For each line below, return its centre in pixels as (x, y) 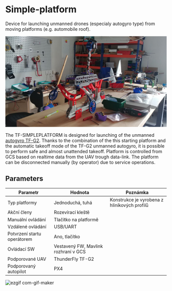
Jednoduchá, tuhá (73, 202)
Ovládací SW (21, 249)
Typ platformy (22, 202)
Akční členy (20, 212)
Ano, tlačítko (67, 236)
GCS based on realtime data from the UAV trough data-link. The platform (82, 157)
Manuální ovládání (27, 219)
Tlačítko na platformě (76, 219)
